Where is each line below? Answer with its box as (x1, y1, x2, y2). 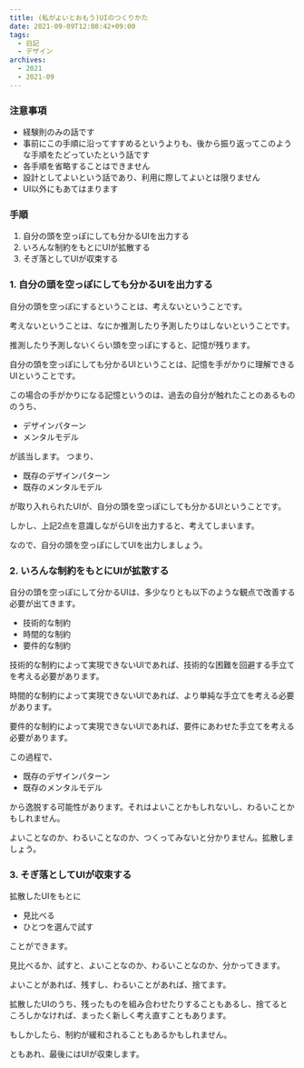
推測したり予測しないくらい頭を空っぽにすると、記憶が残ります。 (9, 339, 256, 350)
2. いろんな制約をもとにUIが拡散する (9, 564, 170, 577)
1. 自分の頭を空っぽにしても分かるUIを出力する (9, 278, 213, 291)
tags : (9, 30, 30, 39)
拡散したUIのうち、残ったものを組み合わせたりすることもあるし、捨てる (9, 999, 280, 1010)
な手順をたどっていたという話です (22, 149, 151, 160)
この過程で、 (9, 751, 57, 762)
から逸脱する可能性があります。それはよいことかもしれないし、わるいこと (9, 801, 288, 812)
